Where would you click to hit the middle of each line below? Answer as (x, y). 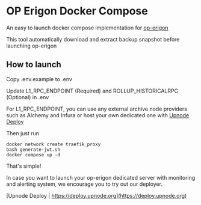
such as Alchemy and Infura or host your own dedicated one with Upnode (98, 115)
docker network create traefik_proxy (54, 144)
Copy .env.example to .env (39, 79)
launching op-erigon (32, 46)
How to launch (34, 65)
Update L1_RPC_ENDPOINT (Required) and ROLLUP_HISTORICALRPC (92, 91)
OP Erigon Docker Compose (77, 11)
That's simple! (24, 166)
